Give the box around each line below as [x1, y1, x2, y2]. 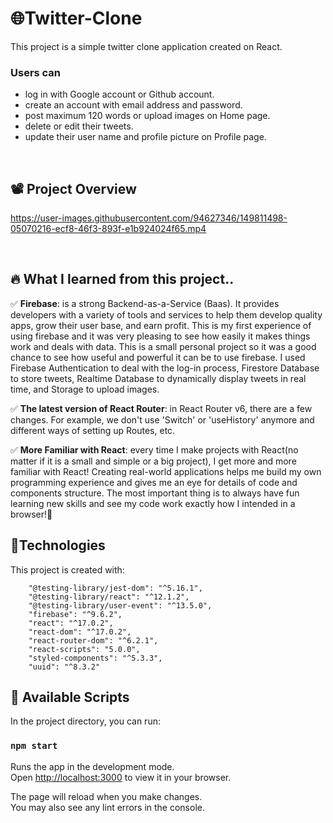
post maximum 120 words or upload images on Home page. [24, 110, 271, 122]
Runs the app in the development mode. [10, 760, 175, 772]
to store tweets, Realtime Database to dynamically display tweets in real [10, 372, 307, 384]
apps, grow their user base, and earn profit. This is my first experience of [10, 319, 312, 331]
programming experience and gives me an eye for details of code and [10, 476, 298, 488]
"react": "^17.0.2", [28, 618, 114, 628]
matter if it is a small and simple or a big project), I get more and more [10, 455, 297, 467]
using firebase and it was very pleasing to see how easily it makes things [10, 330, 311, 342]
